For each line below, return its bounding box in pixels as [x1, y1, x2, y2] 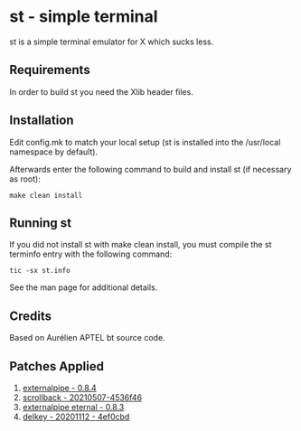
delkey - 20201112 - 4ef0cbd [22, 411, 130, 422]
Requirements [9, 62, 90, 78]
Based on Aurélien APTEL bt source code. [9, 333, 165, 343]
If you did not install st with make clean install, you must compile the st [9, 239, 272, 250]
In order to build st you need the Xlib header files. [9, 86, 194, 97]
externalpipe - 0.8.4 [22, 382, 97, 393]
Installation [9, 113, 74, 128]
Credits [9, 308, 52, 323]
